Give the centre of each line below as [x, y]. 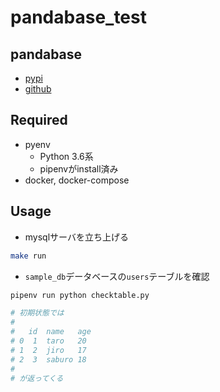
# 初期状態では [37, 313]
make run [28, 256]
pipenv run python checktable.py [80, 295]
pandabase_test [78, 17]
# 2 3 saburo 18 [48, 359]
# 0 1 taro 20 [48, 341]
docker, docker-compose [77, 180]
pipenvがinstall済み [79, 168]
